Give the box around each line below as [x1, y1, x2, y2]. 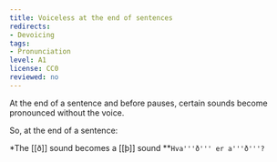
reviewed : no [9, 73, 59, 82]
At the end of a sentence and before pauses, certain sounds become [9, 97, 268, 108]
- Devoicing [9, 30, 55, 39]
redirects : [9, 22, 51, 31]
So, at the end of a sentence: [9, 125, 118, 136]
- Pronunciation [9, 47, 71, 56]
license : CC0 [9, 65, 59, 74]
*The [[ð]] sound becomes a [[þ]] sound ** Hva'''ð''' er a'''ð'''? [9, 142, 266, 153]
